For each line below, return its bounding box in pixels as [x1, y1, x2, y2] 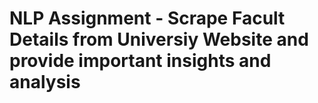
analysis [9, 71, 81, 94]
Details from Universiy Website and [9, 28, 309, 51]
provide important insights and [9, 50, 272, 72]
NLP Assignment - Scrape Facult [9, 7, 286, 30]
